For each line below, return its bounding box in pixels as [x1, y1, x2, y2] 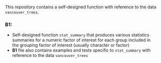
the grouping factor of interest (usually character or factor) [12, 42, 129, 48]
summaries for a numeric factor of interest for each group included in [12, 37, 151, 43]
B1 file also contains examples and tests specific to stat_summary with [12, 48, 151, 53]
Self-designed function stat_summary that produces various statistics [12, 32, 149, 38]
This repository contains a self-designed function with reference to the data [5, 4, 157, 10]
